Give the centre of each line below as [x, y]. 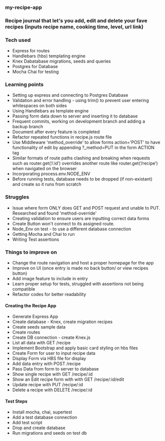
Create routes [26, 332]
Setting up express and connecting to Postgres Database [70, 95]
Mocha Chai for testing [35, 72]
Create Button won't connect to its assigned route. [63, 223]
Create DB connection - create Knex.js [51, 337]
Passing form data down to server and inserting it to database [75, 116]
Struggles [17, 197]
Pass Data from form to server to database [56, 369]
